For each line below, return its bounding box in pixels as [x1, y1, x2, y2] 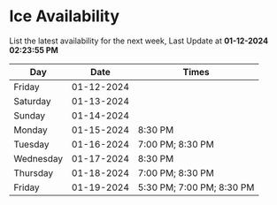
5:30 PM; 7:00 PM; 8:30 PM [137, 181, 255, 194]
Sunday [13, 109, 46, 121]
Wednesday [13, 152, 64, 164]
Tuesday [13, 138, 50, 150]
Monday [13, 124, 49, 136]
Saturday [13, 95, 51, 107]
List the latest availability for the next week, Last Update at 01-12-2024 [9, 35, 268, 46]
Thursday [13, 166, 54, 178]
